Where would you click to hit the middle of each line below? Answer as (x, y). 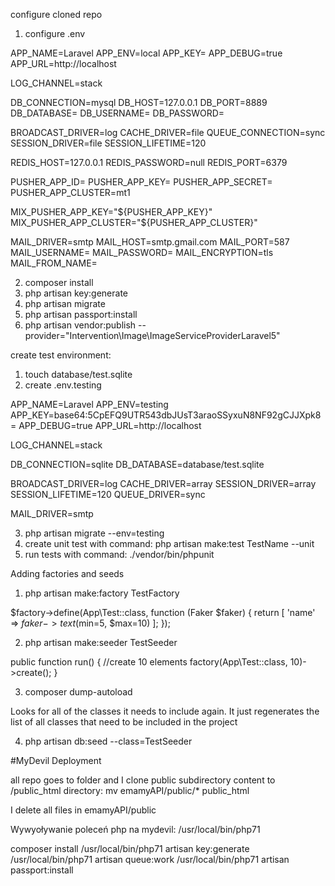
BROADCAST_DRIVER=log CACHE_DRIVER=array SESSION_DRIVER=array (163, 483)
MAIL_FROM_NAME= (54, 263)
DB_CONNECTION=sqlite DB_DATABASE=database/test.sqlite (137, 464)
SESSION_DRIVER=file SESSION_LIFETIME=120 (108, 143)
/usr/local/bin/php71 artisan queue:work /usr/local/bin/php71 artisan (150, 859)
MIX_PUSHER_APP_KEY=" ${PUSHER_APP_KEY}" (111, 212)
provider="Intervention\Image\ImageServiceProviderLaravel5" (152, 335)
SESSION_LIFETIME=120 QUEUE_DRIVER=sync (108, 494)
